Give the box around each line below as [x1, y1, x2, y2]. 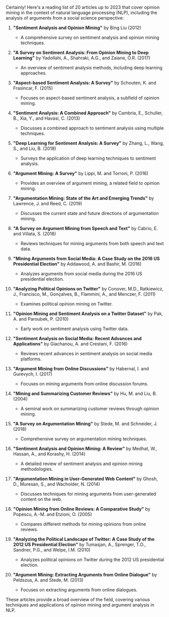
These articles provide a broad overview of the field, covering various [6, 596, 150, 602]
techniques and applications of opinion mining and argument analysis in [6, 602, 155, 608]
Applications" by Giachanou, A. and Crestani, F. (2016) [13, 341, 128, 347]
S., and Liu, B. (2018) [13, 145, 57, 151]
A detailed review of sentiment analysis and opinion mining [20, 460, 143, 467]
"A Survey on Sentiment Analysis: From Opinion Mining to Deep [13, 50, 149, 55]
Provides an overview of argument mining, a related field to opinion [20, 180, 160, 186]
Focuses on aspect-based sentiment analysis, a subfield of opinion [20, 95, 160, 101]
